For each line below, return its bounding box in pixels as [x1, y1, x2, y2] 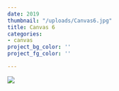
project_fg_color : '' [7, 50, 72, 58]
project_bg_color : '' [7, 43, 72, 50]
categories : [7, 30, 42, 38]
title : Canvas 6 [7, 23, 55, 31]
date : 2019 [7, 10, 40, 18]
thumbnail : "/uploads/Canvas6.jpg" [7, 17, 113, 24]
